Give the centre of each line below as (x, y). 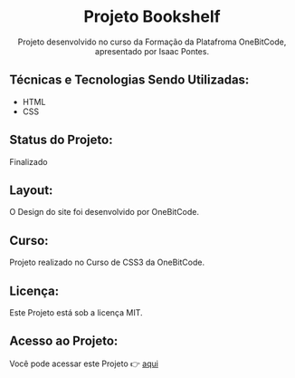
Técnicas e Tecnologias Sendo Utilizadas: (129, 80)
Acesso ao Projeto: (64, 341)
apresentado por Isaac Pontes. (152, 51)
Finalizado (29, 161)
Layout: (31, 190)
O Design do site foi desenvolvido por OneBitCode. (105, 212)
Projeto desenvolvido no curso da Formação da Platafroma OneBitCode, (152, 42)
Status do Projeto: (61, 140)
